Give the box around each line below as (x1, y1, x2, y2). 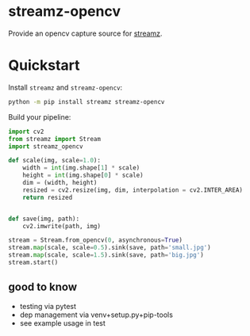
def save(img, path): (8, 215, 80, 223)
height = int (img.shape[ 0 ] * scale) (22, 171, 144, 180)
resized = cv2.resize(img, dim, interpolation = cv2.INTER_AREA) (22, 185, 244, 194)
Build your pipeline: (8, 112, 71, 121)
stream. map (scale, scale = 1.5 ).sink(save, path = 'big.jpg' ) (8, 251, 204, 259)
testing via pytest (19, 301, 77, 311)
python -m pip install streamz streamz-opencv (8, 97, 165, 105)
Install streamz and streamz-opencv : (8, 82, 123, 92)
